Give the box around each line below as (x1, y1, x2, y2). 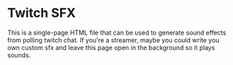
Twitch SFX (7, 5, 76, 21)
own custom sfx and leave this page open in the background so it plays (7, 43, 215, 52)
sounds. (7, 51, 31, 59)
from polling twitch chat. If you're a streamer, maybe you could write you (7, 35, 220, 44)
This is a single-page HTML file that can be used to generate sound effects (7, 28, 227, 37)
